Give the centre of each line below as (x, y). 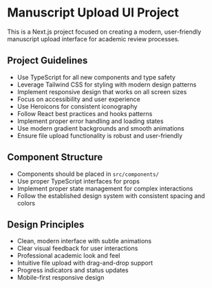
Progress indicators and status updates (73, 270)
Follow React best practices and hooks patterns (85, 113)
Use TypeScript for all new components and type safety (96, 77)
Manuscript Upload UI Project (93, 13)
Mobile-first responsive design (61, 278)
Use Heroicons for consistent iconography (77, 106)
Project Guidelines (47, 61)
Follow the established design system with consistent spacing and (111, 196)
